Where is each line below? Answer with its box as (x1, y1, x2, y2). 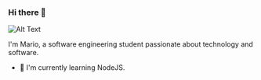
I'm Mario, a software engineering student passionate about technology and (8, 40, 253, 49)
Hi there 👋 (8, 7, 47, 18)
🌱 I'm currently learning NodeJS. (19, 63, 125, 72)
